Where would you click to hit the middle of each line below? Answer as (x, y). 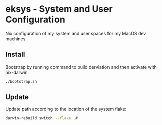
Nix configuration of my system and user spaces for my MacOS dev (76, 33)
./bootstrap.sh (21, 81)
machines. (16, 39)
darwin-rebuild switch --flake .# (42, 118)
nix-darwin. (17, 72)
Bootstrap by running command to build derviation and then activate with (81, 67)
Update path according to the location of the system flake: (66, 109)
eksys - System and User (59, 9)
